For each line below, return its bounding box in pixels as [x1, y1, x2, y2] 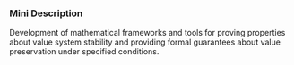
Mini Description [9, 7, 83, 20]
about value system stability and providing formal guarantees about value [9, 37, 281, 47]
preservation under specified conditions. [9, 46, 160, 57]
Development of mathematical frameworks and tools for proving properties [9, 28, 286, 38]
